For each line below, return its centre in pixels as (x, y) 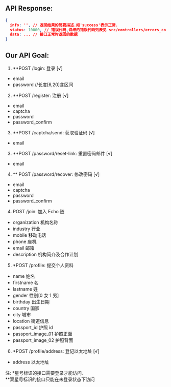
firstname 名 (26, 282)
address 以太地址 (31, 362)
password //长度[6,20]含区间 (43, 85)
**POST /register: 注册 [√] (41, 95)
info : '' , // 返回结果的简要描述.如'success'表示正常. (64, 25)
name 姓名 (24, 276)
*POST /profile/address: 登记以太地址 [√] (56, 351)
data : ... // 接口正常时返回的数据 (44, 35)
